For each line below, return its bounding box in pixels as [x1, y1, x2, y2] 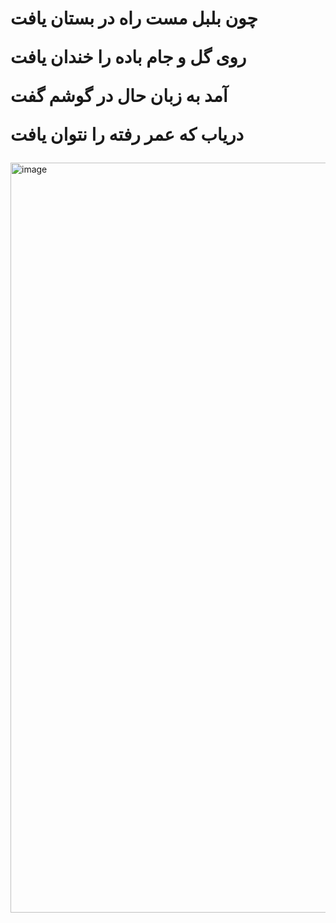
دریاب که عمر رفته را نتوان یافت [10, 123, 245, 146]
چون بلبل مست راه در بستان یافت [10, 7, 258, 30]
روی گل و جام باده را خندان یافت [10, 46, 247, 69]
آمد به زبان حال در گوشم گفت [10, 85, 228, 107]
